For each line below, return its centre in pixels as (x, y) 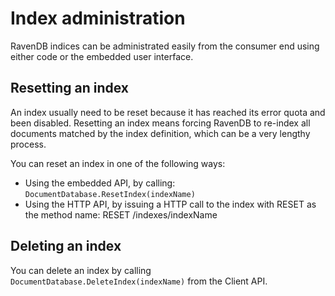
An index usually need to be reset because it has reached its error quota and (168, 112)
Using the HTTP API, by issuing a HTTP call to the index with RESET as (170, 204)
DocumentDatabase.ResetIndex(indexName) (110, 194)
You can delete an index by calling (81, 270)
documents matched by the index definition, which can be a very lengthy (160, 133)
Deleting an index (66, 246)
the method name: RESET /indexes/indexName (121, 214)
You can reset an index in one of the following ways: (118, 163)
